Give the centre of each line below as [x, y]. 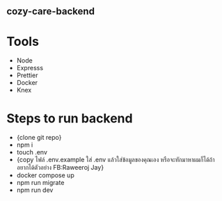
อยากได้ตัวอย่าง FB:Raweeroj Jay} [60, 168]
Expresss [30, 68]
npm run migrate [40, 183]
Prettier [27, 75]
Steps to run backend [70, 118]
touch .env [32, 152]
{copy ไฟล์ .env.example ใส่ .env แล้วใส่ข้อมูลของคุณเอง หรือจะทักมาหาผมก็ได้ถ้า [116, 160]
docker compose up [45, 175]
